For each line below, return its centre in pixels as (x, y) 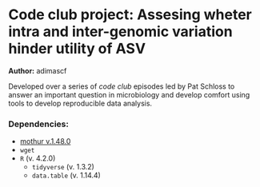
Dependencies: (39, 124)
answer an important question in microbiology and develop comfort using (129, 94)
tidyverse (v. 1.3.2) (63, 167)
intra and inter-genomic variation (121, 32)
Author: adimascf (38, 70)
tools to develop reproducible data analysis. (80, 103)
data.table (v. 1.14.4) (66, 175)
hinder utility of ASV (77, 49)
